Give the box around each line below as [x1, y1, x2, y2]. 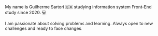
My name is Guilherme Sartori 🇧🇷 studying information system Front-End [5, 4, 152, 9]
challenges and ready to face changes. [5, 26, 83, 31]
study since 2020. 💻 [5, 9, 47, 15]
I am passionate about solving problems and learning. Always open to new [5, 21, 153, 26]
